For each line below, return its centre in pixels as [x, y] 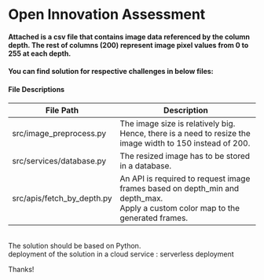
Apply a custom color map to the [180, 208]
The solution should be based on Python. [75, 245]
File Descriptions [37, 89]
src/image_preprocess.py [59, 133]
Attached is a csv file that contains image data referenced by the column [129, 36]
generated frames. [154, 218]
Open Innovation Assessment [107, 15]
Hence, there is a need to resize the [185, 133]
